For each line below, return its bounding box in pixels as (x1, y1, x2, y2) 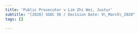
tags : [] (5, 16, 23, 21)
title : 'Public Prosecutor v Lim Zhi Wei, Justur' (5, 7, 113, 12)
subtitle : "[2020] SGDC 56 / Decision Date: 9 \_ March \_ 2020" (5, 12, 135, 17)
